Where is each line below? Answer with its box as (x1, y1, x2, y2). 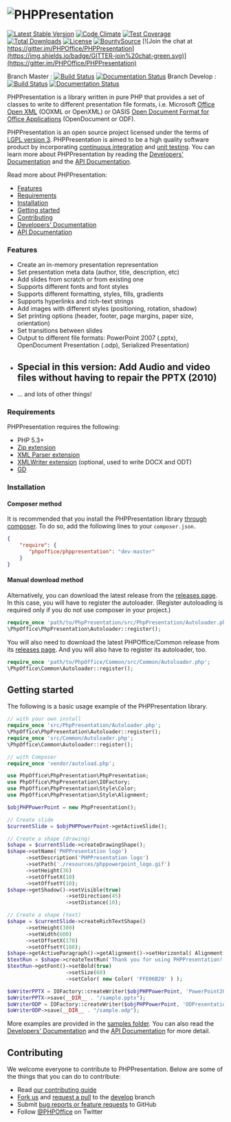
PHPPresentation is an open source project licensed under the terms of (7, 128, 209, 136)
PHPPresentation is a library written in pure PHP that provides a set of (7, 93, 205, 101)
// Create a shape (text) (7, 911, 81, 918)
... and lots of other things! (16, 390, 92, 398)
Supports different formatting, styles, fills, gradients (16, 290, 164, 299)
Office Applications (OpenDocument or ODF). (7, 114, 136, 123)
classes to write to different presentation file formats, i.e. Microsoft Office (7, 100, 215, 108)
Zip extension (16, 444, 56, 452)
